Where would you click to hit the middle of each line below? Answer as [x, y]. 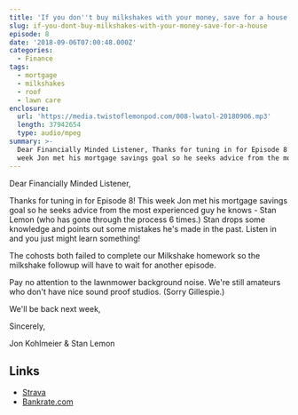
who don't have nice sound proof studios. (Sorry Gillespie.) [117, 291]
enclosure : [29, 108]
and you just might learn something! [75, 238]
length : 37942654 [49, 125]
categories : [31, 51]
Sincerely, [27, 326]
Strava [34, 393]
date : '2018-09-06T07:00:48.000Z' [73, 42]
